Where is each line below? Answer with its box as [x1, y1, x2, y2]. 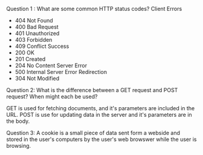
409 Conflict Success [14, 42, 69, 50]
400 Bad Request [14, 24, 59, 30]
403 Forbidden [14, 36, 53, 43]
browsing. [6, 142, 31, 149]
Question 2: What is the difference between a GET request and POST [6, 87, 178, 93]
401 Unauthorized [14, 30, 60, 37]
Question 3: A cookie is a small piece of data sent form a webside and [6, 130, 180, 136]
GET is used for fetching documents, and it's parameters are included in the [6, 105, 195, 111]
